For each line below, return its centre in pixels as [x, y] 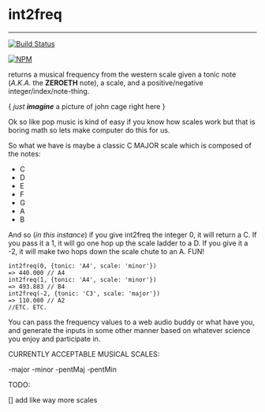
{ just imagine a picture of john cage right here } [87, 106]
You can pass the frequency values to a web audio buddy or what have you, [131, 322]
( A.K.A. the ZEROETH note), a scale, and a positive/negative [106, 82]
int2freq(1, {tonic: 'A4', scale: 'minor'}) [82, 279]
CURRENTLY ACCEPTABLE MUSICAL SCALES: [84, 354]
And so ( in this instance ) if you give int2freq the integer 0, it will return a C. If [132, 234]
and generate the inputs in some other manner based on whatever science [129, 330]
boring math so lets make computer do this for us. [89, 130]
